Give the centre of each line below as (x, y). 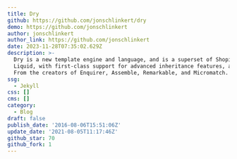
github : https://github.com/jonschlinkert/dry (77, 20)
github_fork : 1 (30, 145)
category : (22, 106)
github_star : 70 (31, 138)
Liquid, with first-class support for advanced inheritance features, (120, 66)
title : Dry (23, 14)
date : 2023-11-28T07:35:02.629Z (55, 46)
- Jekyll (26, 86)
